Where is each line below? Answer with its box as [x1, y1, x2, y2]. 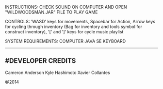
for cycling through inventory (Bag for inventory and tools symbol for [5, 24, 142, 30]
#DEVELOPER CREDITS [5, 57, 76, 65]
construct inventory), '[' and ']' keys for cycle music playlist [5, 29, 124, 34]
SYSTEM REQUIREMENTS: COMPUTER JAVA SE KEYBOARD [5, 38, 126, 44]
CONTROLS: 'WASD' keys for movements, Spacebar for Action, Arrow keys [5, 19, 156, 24]
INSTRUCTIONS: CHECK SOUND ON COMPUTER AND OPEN [5, 4, 127, 10]
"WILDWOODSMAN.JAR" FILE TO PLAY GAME [5, 9, 98, 15]
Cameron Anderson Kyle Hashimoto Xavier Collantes [5, 70, 110, 75]
